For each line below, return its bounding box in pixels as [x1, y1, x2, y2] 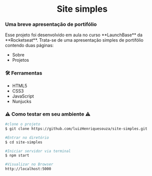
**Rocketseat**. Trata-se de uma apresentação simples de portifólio [5, 37, 144, 43]
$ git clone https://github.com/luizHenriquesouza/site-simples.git [5, 126, 148, 131]
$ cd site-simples [5, 140, 43, 145]
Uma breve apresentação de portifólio [5, 21, 97, 28]
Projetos [12, 57, 29, 63]
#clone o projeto [5, 122, 41, 127]
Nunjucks [12, 98, 32, 104]
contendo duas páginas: [5, 43, 54, 49]
